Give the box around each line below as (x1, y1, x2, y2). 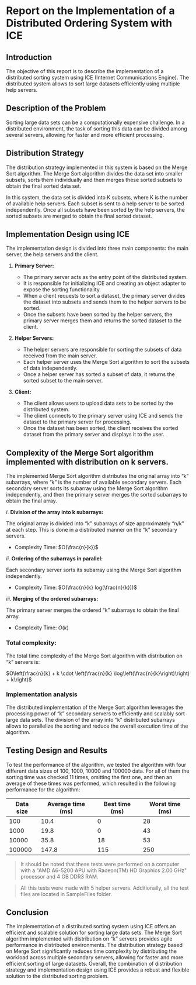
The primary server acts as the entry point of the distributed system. (23, 274, 188, 281)
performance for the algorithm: (6, 786, 80, 793)
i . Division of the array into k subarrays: (6, 509, 104, 516)
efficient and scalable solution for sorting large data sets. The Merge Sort (6, 929, 183, 936)
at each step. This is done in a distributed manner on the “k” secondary (6, 526, 178, 533)
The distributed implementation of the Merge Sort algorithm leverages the (6, 704, 184, 711)
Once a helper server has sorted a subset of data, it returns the (23, 371, 175, 378)
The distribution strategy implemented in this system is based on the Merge (6, 164, 188, 171)
